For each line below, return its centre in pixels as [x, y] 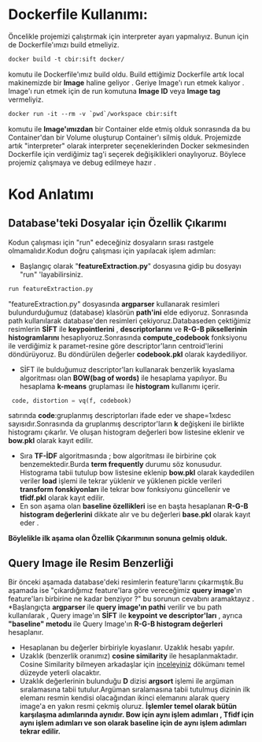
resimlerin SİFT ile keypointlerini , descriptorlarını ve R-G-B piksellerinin [128, 329]
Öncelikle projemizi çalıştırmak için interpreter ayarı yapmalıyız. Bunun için [129, 36]
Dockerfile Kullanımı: [78, 15]
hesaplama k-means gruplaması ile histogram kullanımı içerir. [120, 386]
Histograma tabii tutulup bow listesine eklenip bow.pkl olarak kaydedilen [137, 473]
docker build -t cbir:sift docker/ [66, 59]
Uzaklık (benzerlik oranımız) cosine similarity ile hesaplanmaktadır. [129, 656]
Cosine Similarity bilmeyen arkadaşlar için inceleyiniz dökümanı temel [132, 665]
